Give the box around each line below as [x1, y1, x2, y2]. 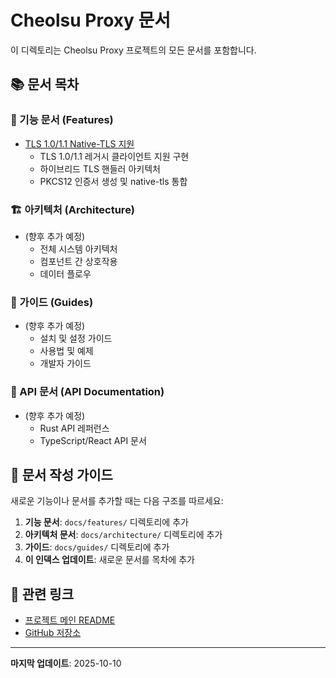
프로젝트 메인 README [24, 614, 116, 626]
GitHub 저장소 [24, 627, 82, 639]
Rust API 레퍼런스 [39, 422, 110, 434]
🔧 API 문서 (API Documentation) [10, 385, 165, 399]
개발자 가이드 [39, 357, 92, 370]
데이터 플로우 [39, 267, 92, 280]
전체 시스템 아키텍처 [39, 242, 118, 255]
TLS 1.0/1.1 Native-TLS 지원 [24, 137, 135, 150]
